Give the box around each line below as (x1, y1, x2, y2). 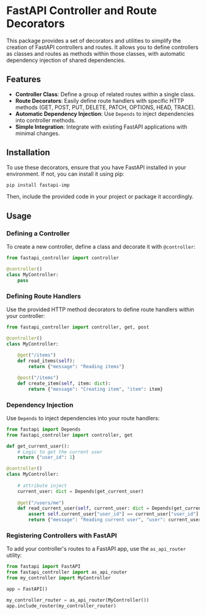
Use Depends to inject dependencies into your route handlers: (6, 414, 160, 421)
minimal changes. (15, 129, 60, 137)
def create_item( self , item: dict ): (17, 380, 112, 387)
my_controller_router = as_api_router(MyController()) (6, 597, 150, 603)
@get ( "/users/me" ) (17, 500, 64, 506)
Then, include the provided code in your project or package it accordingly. (6, 193, 194, 200)
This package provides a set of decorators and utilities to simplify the (6, 37, 181, 44)
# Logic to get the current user (17, 448, 103, 455)
